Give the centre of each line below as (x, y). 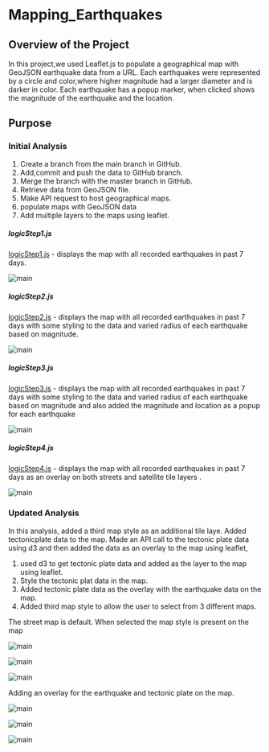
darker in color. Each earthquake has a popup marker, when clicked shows (132, 89)
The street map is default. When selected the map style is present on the (128, 622)
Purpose (30, 124)
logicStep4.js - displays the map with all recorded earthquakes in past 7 (127, 468)
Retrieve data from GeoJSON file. (75, 189)
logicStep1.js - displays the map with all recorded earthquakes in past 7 (126, 254)
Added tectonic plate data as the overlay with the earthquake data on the (141, 589)
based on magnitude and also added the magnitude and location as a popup (134, 405)
